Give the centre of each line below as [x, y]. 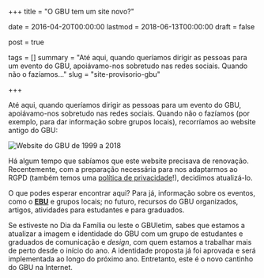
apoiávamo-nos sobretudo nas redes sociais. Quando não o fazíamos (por [129, 113]
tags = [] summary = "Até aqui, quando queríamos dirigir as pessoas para [128, 57]
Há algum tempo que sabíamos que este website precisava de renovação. [128, 161]
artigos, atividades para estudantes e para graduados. [96, 210]
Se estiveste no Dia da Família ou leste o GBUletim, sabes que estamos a [126, 225]
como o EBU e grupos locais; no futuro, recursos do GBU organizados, [123, 202]
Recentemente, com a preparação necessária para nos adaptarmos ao [123, 169]
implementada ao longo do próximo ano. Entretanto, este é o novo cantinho [131, 259]
